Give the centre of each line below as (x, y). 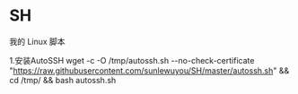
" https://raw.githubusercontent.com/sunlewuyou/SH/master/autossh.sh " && (149, 70)
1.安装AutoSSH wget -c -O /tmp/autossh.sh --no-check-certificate (132, 60)
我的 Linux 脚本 (37, 41)
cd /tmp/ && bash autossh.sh (63, 80)
